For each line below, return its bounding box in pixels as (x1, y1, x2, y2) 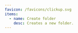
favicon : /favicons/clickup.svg (4, 7, 72, 12)
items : (4, 12, 18, 16)
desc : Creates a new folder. (13, 20, 74, 26)
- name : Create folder (9, 16, 56, 21)
